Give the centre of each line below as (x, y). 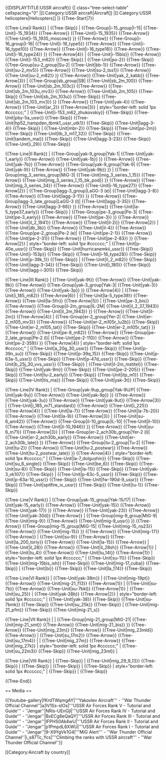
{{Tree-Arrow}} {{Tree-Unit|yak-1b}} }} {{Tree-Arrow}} (79, 159)
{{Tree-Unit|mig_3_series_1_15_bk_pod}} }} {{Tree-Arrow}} (81, 180)
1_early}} (14, 159)
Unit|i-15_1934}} (22, 33)
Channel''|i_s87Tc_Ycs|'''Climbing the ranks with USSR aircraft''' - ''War (79, 737)
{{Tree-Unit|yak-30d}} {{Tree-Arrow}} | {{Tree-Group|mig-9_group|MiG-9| (81, 516)
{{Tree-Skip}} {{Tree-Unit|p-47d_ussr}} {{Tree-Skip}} (87, 359)
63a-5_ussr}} (19, 359)
